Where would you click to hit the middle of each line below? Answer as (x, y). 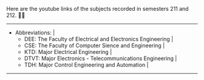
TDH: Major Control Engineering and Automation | (86, 65)
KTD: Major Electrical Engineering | (68, 52)
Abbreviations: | (35, 32)
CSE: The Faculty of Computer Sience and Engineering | (94, 45)
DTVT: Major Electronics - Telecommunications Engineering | (100, 58)
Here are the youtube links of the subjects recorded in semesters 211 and (98, 9)
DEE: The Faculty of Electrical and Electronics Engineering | (99, 39)
